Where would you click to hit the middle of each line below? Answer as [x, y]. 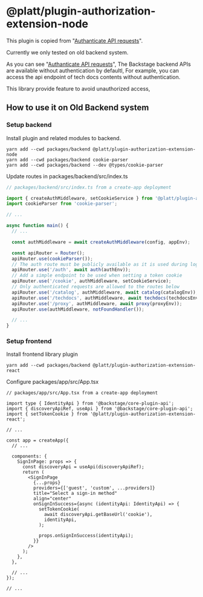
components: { [29, 457]
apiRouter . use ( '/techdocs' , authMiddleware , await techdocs [89, 298]
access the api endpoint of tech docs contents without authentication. [93, 77]
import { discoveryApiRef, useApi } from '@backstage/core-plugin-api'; [100, 409]
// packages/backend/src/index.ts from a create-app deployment [89, 187]
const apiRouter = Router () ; [48, 253]
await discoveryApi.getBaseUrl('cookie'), [98, 515]
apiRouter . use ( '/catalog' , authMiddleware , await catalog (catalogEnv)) [104, 292]
